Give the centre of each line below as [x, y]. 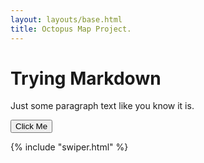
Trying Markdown [86, 78]
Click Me [31, 126]
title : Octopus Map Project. [71, 29]
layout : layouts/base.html [66, 19]
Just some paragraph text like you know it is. [102, 106]
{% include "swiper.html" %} [69, 147]
